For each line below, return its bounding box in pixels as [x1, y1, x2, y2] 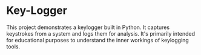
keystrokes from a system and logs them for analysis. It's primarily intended [6, 30, 196, 37]
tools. [6, 43, 21, 50]
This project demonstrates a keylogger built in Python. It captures [6, 24, 170, 31]
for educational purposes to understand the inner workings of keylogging [6, 36, 189, 44]
